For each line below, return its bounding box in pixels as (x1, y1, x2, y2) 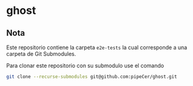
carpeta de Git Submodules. (6, 50, 77, 58)
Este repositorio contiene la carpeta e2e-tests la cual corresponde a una (6, 44, 188, 51)
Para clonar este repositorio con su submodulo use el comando (6, 62, 165, 69)
